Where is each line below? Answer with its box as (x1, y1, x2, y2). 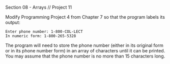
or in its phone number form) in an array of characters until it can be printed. (5, 48, 165, 53)
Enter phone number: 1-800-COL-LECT (5, 29, 83, 34)
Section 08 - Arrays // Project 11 (5, 5, 72, 10)
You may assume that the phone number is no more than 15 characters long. (5, 53, 165, 59)
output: (5, 20, 20, 25)
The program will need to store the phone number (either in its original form (5, 42, 164, 48)
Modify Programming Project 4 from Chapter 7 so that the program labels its (5, 14, 165, 20)
